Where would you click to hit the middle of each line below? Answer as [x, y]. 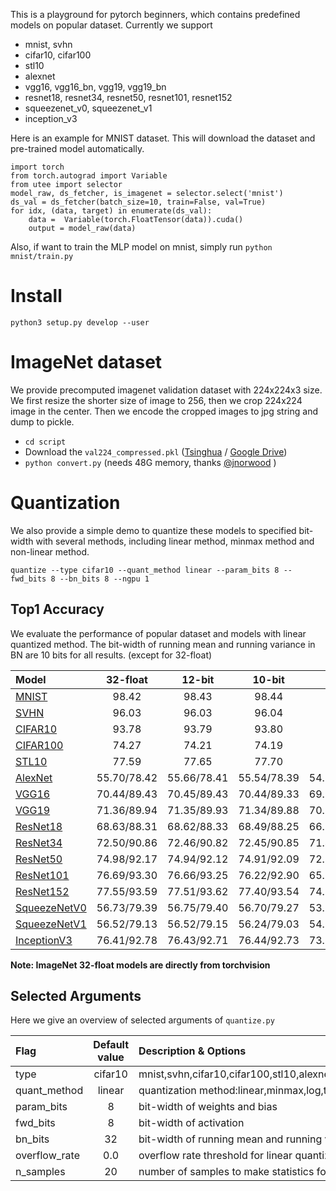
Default [111, 1045]
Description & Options [192, 1051]
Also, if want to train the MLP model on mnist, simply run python [141, 247]
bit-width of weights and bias [208, 1107]
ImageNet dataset [86, 362]
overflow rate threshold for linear [215, 1156]
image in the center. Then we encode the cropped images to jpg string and [164, 411]
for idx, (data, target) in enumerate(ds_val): [111, 211]
